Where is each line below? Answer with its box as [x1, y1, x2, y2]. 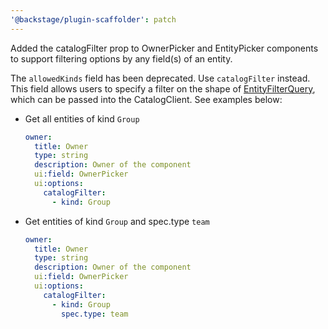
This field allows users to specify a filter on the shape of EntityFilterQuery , [10, 82, 316, 95]
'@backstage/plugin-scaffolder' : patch [10, 14, 177, 25]
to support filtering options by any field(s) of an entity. [10, 52, 233, 65]
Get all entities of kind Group [24, 112, 140, 125]
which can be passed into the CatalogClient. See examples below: [10, 93, 283, 105]
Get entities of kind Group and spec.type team [24, 215, 210, 227]
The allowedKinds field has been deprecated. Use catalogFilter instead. [10, 72, 311, 84]
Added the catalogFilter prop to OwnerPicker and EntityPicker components [10, 42, 319, 54]
